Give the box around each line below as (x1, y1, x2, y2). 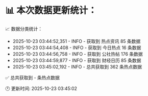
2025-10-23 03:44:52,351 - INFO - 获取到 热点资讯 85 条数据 (12, 38, 141, 44)
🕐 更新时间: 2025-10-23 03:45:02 (5, 85, 78, 91)
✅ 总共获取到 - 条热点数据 (5, 75, 60, 81)
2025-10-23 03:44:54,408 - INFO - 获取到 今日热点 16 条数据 (12, 44, 141, 51)
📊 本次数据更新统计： (5, 5, 97, 16)
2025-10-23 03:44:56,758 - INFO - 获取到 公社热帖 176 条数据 (12, 51, 143, 57)
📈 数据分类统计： (5, 26, 42, 32)
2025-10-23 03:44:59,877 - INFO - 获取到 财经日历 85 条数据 (12, 57, 141, 63)
